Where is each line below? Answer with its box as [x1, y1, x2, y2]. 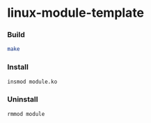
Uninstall [7, 94, 38, 104]
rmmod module [7, 110, 45, 117]
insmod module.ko [7, 78, 58, 85]
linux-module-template [7, 5, 145, 21]
